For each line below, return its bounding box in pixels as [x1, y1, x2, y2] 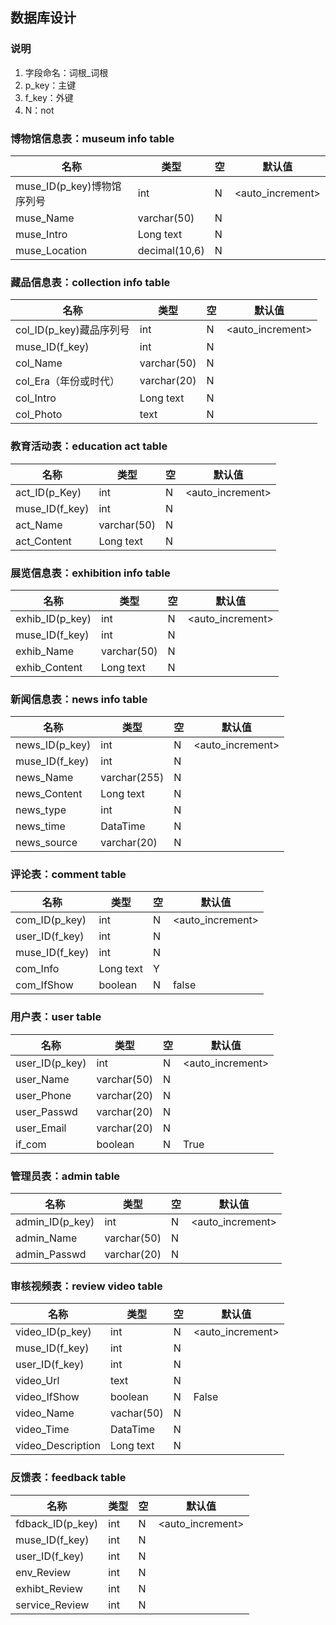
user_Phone [15, 1088, 72, 1102]
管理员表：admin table [10, 1169, 121, 1183]
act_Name [15, 518, 63, 532]
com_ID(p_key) [15, 913, 87, 927]
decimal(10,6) [137, 243, 205, 257]
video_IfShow [15, 1390, 80, 1404]
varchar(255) [100, 771, 165, 785]
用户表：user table [10, 1010, 102, 1024]
